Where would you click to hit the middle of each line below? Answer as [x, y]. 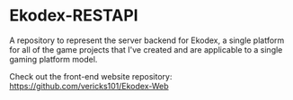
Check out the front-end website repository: [91, 76]
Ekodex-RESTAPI [74, 16]
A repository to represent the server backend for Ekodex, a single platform [147, 40]
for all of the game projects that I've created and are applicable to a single [146, 49]
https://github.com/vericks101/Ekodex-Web [89, 86]
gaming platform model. [53, 59]
